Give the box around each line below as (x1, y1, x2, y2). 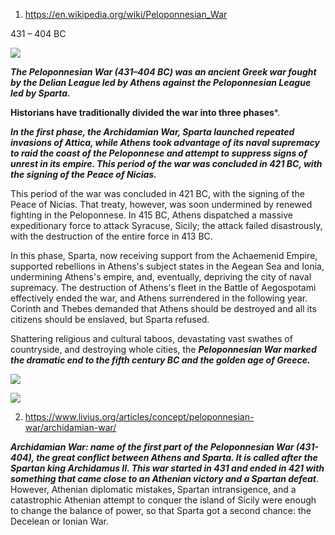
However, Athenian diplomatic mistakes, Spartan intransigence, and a (10, 484, 297, 495)
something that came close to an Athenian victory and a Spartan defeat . (10, 473, 320, 484)
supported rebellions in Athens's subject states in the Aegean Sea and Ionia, (10, 260, 325, 272)
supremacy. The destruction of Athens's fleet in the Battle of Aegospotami (10, 282, 317, 293)
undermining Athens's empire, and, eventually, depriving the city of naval (10, 271, 312, 283)
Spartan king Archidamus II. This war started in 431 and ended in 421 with (10, 462, 325, 474)
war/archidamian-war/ (24, 422, 117, 433)
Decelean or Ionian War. (10, 515, 110, 527)
